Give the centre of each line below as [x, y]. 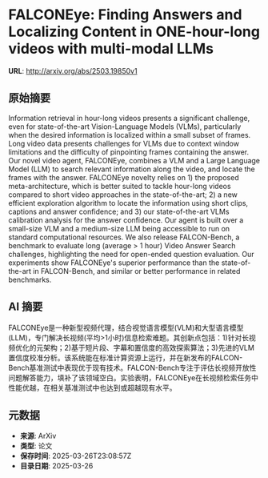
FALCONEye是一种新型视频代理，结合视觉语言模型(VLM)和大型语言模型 [126, 327]
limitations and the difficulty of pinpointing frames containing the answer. [129, 152]
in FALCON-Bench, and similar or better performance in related [137, 271]
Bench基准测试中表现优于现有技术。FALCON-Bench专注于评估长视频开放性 [132, 368]
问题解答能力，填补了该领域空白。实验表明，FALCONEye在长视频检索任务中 [133, 377]
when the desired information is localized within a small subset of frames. [130, 135]
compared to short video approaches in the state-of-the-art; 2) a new [123, 195]
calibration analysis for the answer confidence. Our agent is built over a [126, 220]
